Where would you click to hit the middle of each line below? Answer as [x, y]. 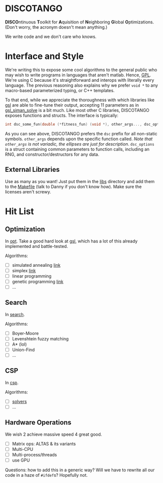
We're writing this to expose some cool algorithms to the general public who [81, 70]
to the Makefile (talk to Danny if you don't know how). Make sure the [73, 186]
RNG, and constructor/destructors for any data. [52, 154]
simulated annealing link [36, 265]
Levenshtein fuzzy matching [40, 338]
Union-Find [23, 350]
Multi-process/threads [34, 455]
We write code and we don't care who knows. [51, 37]
